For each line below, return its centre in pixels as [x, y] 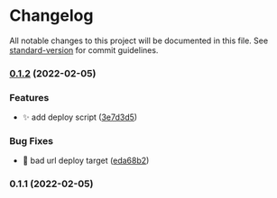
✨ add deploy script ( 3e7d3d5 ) [80, 117]
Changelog [51, 16]
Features [29, 97]
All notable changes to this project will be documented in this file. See [139, 40]
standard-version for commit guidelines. [84, 49]
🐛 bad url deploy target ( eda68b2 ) [86, 161]
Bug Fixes [32, 141]
